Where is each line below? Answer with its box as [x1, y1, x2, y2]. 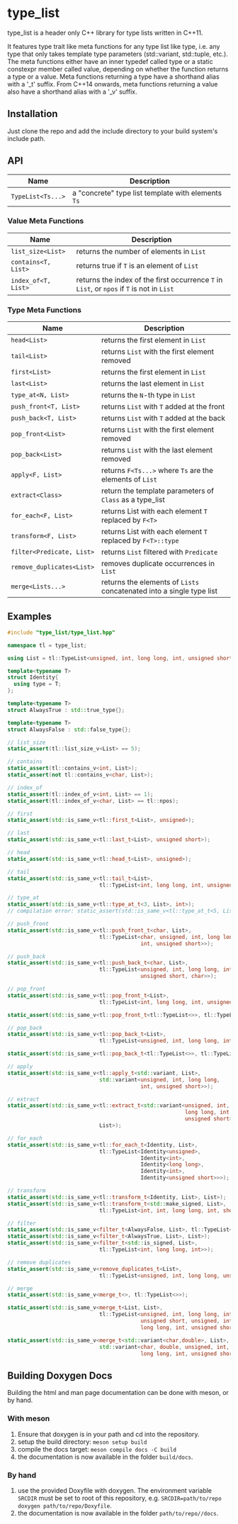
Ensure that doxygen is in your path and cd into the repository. [17, 1430, 200, 1438]
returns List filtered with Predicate [101, 547, 218, 557]
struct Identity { [7, 674, 59, 682]
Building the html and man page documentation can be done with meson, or [7, 1389, 229, 1397]
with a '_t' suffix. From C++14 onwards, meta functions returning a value [7, 79, 218, 88]
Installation [7, 108, 58, 120]
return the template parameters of [101, 486, 215, 496]
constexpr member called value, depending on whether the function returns [7, 65, 229, 73]
